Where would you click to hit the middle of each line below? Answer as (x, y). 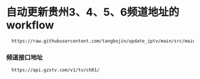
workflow (30, 25)
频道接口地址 (25, 57)
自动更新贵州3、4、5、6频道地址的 (93, 12)
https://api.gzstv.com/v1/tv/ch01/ (56, 70)
